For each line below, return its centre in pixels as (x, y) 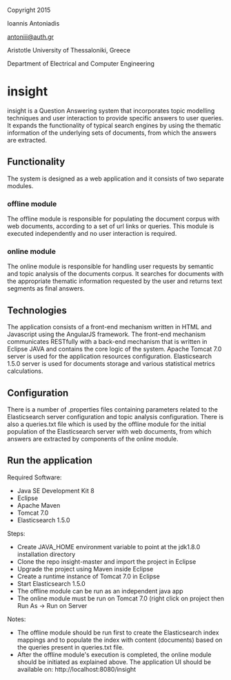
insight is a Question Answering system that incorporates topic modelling (111, 111)
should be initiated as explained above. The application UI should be (114, 662)
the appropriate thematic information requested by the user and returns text (115, 281)
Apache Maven (39, 505)
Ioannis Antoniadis (33, 23)
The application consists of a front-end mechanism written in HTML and (109, 327)
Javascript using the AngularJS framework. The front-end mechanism (106, 334)
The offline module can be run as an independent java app (100, 591)
